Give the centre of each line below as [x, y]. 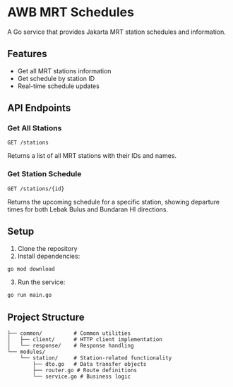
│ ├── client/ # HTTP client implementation [85, 340]
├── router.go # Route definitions [85, 371]
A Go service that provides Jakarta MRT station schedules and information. [116, 32]
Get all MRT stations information [64, 70]
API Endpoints [39, 108]
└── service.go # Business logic [82, 377]
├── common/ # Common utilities [69, 333]
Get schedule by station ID [56, 78]
